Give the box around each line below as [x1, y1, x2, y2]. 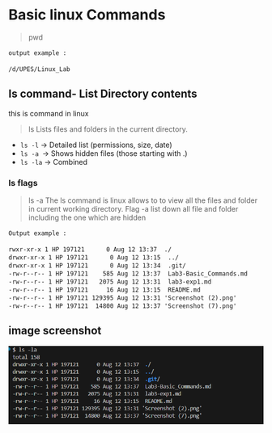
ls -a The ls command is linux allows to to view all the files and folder [28, 195, 257, 205]
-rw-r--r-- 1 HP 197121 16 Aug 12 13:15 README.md [8, 286, 201, 294]
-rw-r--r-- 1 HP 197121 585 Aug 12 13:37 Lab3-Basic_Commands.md [8, 270, 249, 278]
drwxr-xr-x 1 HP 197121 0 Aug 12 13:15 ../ [8, 254, 180, 262]
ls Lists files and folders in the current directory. [28, 124, 189, 134]
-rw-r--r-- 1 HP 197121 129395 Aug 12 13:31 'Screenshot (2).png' [8, 294, 237, 302]
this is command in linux [8, 108, 89, 118]
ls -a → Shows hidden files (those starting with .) [19, 148, 188, 158]
